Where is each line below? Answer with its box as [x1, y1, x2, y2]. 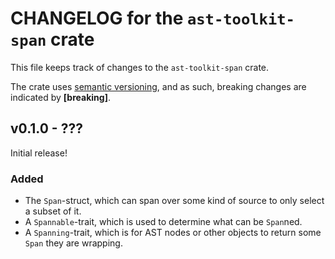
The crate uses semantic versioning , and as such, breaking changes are [10, 80, 307, 92]
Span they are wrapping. [24, 237, 123, 249]
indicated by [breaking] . [10, 91, 111, 103]
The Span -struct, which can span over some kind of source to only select [24, 195, 325, 207]
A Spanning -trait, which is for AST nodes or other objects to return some [24, 227, 322, 239]
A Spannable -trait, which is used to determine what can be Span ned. [24, 216, 303, 228]
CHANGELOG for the [10, 7, 184, 30]
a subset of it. [24, 205, 82, 217]
